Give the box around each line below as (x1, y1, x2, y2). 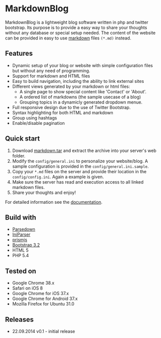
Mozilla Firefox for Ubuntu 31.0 (12, 301, 75, 307)
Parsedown (12, 226, 35, 232)
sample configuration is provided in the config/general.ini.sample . (12, 163, 149, 169)
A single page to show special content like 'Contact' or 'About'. (19, 88, 147, 94)
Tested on (5, 267, 36, 275)
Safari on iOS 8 (12, 285, 43, 291)
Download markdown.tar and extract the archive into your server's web (12, 148, 157, 153)
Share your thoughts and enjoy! (12, 189, 76, 195)
